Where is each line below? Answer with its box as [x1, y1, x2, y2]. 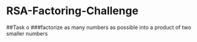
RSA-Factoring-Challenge [6, 4, 139, 18]
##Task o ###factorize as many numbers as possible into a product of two [6, 24, 192, 31]
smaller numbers [6, 30, 48, 37]
